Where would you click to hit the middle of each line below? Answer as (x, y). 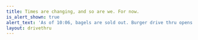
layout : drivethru (29, 28)
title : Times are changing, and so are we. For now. (73, 11)
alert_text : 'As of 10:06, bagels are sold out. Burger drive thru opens (100, 22)
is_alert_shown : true (33, 17)
